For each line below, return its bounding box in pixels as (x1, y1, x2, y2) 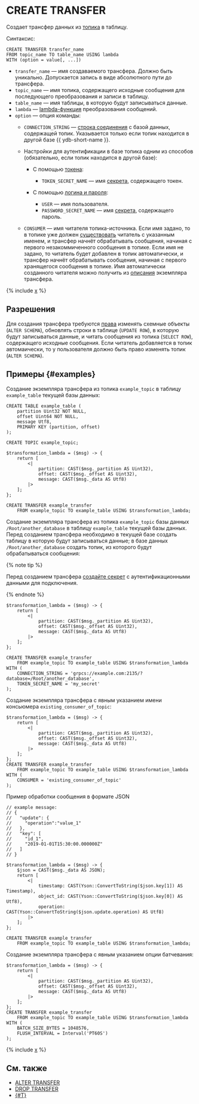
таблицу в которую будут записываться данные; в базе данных (6, 537, 169, 544)
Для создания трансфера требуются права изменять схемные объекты (6, 320, 190, 327)
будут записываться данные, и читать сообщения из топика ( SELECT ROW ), (6, 333, 193, 340)
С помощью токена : (32, 165, 84, 173)
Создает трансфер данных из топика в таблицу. (6, 23, 128, 30)
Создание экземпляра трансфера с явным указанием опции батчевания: (6, 950, 194, 958)
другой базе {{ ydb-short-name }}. (23, 136, 111, 143)
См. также (6, 1063, 48, 1073)
